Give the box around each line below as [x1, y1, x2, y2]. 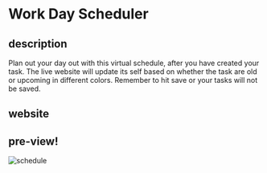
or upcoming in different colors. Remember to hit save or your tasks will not [8, 76, 258, 84]
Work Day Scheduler [8, 5, 149, 23]
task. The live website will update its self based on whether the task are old [8, 67, 257, 76]
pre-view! [8, 134, 59, 148]
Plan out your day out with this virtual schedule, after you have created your [8, 58, 260, 68]
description [8, 37, 68, 51]
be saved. [8, 84, 42, 93]
